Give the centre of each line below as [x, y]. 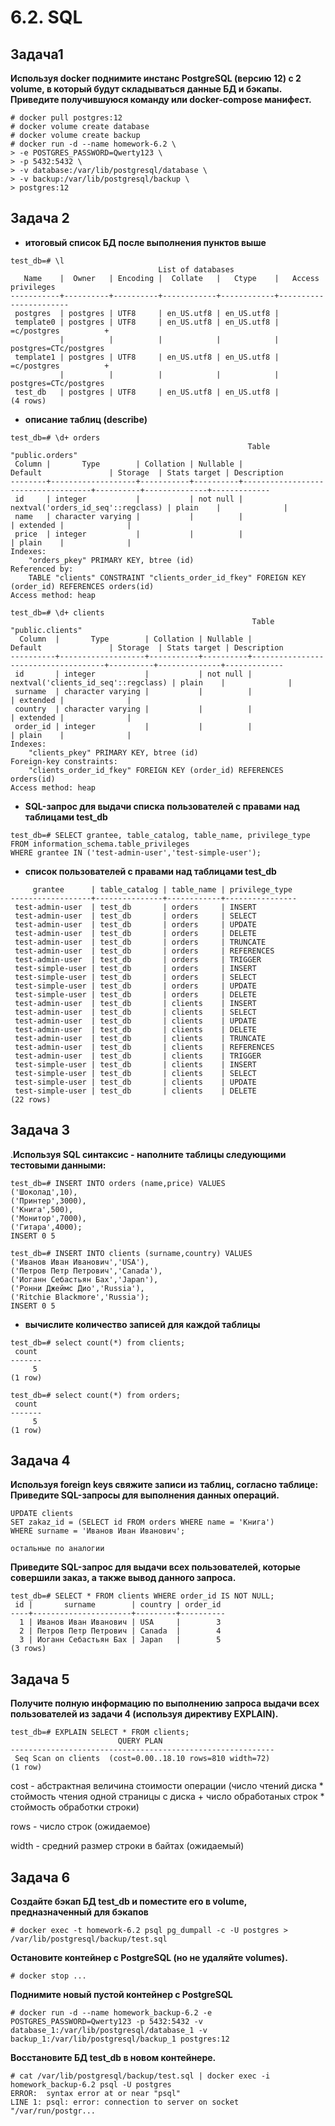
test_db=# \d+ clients [57, 612]
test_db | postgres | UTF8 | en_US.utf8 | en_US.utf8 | [147, 392]
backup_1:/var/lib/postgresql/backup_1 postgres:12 [120, 2039]
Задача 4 [40, 1461]
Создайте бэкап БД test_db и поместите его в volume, [128, 1902]
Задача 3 [40, 1130]
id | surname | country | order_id [118, 1605]
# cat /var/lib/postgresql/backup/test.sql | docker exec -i [140, 2076]
